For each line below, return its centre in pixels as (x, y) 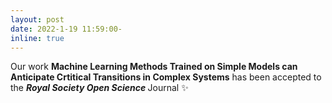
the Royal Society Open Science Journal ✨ (99, 88)
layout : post (37, 19)
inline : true (37, 38)
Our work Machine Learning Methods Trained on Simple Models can (154, 67)
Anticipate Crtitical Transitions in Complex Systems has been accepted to (166, 77)
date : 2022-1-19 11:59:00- (66, 29)
